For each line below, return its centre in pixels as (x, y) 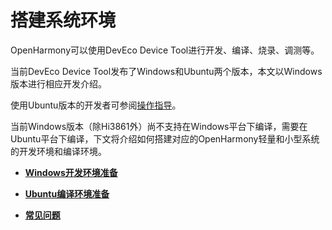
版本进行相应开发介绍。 (58, 83)
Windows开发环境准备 (71, 172)
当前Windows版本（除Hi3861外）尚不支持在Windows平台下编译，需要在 (159, 126)
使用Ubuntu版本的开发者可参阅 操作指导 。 (96, 105)
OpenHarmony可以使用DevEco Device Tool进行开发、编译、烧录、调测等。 (165, 50)
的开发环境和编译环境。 (58, 151)
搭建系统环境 (63, 20)
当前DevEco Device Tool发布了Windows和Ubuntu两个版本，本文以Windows (166, 71)
